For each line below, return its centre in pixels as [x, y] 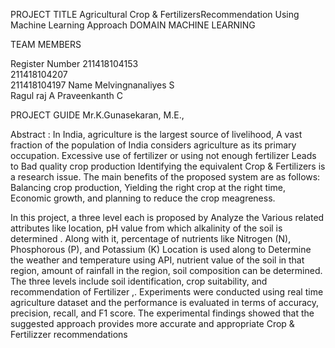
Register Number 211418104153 [74, 63]
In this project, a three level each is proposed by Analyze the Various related [167, 217]
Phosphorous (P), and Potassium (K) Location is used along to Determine [161, 249]
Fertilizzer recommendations [69, 334]
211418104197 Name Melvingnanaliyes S [92, 85]
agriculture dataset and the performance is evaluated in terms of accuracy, [165, 302]
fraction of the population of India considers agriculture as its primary [153, 145]
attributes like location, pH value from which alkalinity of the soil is [146, 228]
